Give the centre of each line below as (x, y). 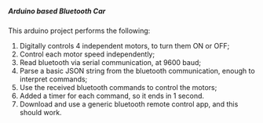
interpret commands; (53, 79)
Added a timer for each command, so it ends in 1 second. (112, 96)
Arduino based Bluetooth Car (57, 11)
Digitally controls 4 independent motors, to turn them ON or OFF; (124, 45)
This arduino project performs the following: (79, 31)
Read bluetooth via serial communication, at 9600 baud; (110, 62)
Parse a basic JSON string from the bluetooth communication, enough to (137, 71)
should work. (40, 112)
